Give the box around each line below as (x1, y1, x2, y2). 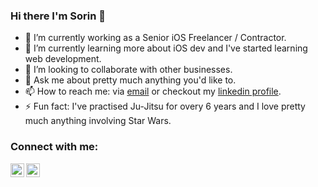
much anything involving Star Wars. (24, 115, 172, 127)
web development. (24, 53, 102, 65)
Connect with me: (10, 140, 99, 154)
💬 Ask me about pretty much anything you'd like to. (24, 74, 237, 86)
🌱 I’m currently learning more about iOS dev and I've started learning (24, 42, 308, 54)
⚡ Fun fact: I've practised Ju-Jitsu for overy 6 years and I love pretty (24, 100, 306, 113)
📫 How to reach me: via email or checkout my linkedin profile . (24, 85, 282, 98)
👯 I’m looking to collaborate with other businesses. (24, 64, 233, 76)
